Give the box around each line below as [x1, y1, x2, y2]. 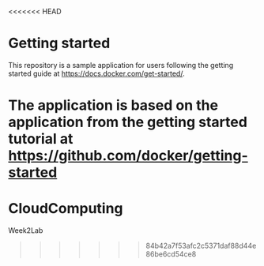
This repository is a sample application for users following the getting [8, 60, 234, 69]
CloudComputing [8, 200, 124, 218]
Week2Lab [8, 226, 43, 235]
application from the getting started [8, 114, 247, 131]
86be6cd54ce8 [145, 249, 197, 259]
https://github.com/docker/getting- [8, 147, 248, 165]
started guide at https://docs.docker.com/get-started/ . [8, 69, 185, 78]
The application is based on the [8, 96, 219, 114]
